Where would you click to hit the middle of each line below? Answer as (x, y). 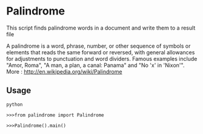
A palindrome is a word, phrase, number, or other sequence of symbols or (98, 46)
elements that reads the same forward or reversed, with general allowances (101, 52)
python (15, 104)
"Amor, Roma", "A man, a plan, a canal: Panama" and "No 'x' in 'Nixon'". (95, 65)
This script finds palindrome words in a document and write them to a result (101, 28)
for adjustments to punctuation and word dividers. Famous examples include (102, 59)
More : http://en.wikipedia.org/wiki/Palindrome (64, 71)
